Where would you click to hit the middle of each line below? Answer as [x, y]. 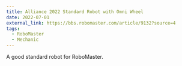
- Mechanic [25, 40]
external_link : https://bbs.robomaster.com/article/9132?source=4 [91, 23]
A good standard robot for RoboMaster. [55, 57]
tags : [13, 28]
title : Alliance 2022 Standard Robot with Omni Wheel [75, 12]
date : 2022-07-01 [28, 17]
